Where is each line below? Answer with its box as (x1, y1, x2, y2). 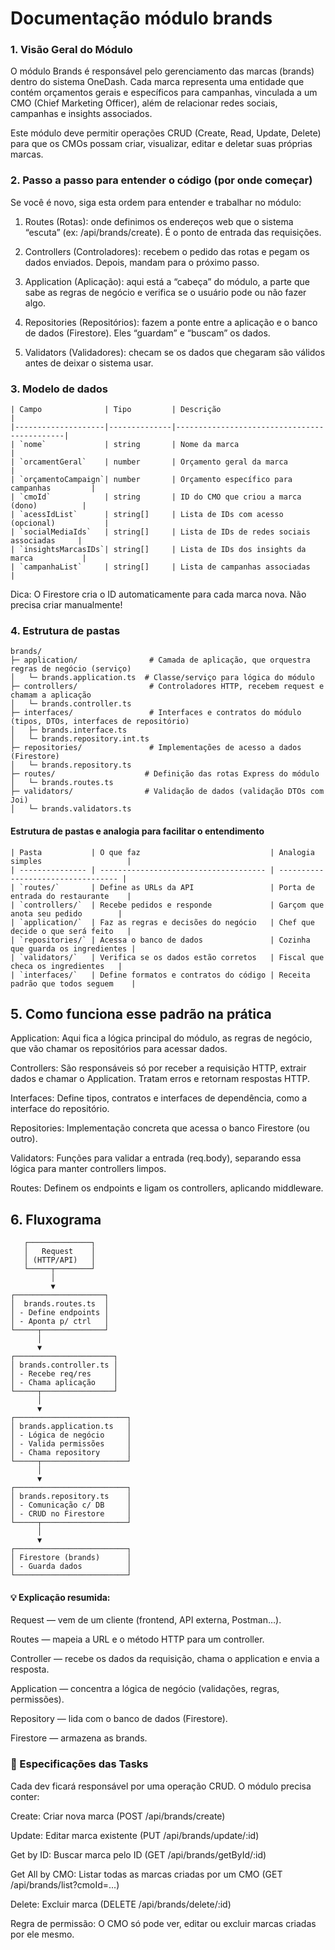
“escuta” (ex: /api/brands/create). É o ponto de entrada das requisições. (24, 226, 322, 238)
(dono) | (10, 501, 87, 511)
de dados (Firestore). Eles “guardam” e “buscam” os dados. (24, 327, 271, 339)
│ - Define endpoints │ (10, 1308, 110, 1318)
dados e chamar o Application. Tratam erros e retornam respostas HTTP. (10, 1073, 311, 1085)
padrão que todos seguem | (10, 978, 137, 989)
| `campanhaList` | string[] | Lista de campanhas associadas (10, 562, 311, 572)
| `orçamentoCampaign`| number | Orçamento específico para (10, 475, 293, 485)
